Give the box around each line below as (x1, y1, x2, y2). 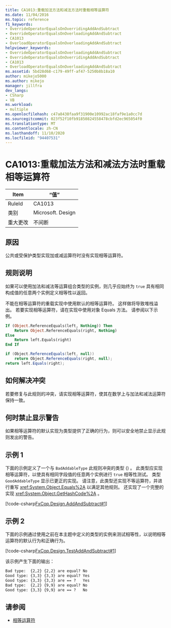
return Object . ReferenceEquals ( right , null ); (14, 356, 113, 362)
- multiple (5, 107, 28, 112)
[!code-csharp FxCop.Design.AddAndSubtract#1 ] (5, 501, 108, 507)
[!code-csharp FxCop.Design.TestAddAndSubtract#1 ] (5, 548, 117, 554)
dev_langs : (5, 88, 28, 93)
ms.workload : (5, 102, 33, 107)
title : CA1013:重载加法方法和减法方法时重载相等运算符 (5, 7, 109, 13)
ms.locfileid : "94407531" (5, 135, 60, 141)
